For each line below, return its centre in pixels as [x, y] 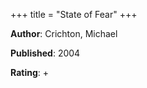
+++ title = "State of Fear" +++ [74, 14]
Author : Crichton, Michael [64, 33]
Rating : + [29, 72]
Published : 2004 [45, 53]
